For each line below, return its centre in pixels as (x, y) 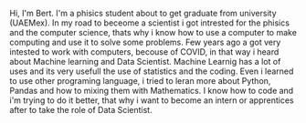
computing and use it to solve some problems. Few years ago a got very (145, 42)
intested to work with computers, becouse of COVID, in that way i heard (144, 52)
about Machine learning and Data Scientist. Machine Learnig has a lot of (145, 61)
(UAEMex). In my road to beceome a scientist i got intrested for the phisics (150, 23)
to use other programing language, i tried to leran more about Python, (140, 81)
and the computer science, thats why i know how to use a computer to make (153, 32)
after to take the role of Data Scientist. (81, 110)
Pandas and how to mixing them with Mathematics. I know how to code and (152, 91)
